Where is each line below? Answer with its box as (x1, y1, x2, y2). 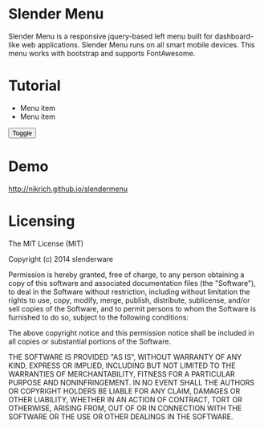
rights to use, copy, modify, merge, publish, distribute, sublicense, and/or (8, 295, 250, 305)
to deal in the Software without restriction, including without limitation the (8, 287, 250, 296)
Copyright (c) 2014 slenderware (8, 254, 114, 263)
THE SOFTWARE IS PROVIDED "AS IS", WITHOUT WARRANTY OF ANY (8, 352, 242, 361)
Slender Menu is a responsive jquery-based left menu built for (8, 31, 213, 41)
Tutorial (8, 77, 62, 95)
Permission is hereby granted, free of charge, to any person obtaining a (8, 270, 245, 279)
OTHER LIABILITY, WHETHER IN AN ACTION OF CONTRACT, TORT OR (8, 394, 242, 404)
